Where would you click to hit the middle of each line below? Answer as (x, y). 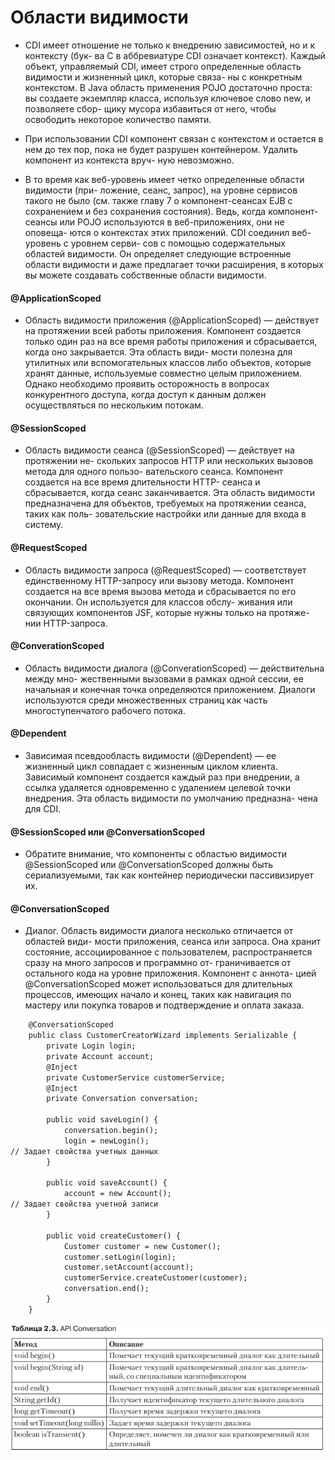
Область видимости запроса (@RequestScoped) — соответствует (165, 570)
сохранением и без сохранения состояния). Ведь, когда (145, 211)
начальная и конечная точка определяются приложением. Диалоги (170, 689)
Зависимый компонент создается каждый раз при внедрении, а (162, 777)
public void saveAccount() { (107, 1183)
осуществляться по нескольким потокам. (114, 405)
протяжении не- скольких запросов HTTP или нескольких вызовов (169, 461)
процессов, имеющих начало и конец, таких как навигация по (158, 995)
